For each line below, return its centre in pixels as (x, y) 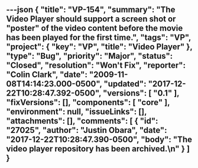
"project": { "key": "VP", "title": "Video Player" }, (99, 47)
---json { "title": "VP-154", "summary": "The (91, 10)
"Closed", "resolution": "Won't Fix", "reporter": (96, 66)
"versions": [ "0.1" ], (141, 93)
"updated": (125, 84)
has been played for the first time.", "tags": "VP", (98, 38)
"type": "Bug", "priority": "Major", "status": (90, 56)
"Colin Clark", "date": (47, 75)
